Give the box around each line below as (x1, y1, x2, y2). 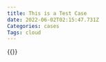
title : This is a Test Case (7, 10, 88, 17)
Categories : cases (7, 22, 59, 29)
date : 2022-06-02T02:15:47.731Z (7, 16, 99, 23)
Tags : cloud (7, 29, 41, 36)
